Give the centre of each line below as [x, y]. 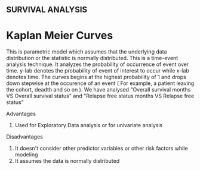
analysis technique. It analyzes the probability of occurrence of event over [98, 64]
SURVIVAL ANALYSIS [47, 10]
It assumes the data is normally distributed [67, 161]
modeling [26, 155]
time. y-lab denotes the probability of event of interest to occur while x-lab [98, 71]
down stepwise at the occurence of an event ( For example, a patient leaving [100, 83]
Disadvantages [24, 137]
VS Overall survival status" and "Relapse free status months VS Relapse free [100, 96]
